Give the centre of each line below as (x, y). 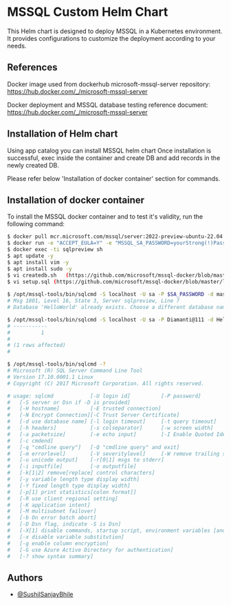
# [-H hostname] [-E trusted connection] (84, 409)
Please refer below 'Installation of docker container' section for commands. (114, 178)
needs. (17, 46)
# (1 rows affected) (37, 346)
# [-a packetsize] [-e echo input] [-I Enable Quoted (110, 434)
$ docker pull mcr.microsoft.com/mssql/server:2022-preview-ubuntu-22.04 (115, 237)
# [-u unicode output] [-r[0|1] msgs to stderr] (86, 460)
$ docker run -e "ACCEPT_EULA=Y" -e (59, 243)
